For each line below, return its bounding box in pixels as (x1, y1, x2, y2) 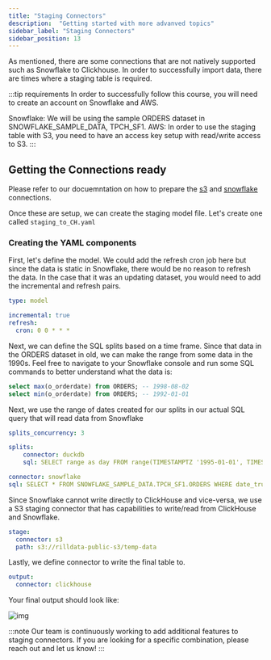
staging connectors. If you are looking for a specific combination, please (8, 635, 249, 645)
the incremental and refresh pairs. (8, 281, 121, 291)
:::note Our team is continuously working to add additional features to (8, 627, 239, 637)
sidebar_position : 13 (8, 34, 81, 43)
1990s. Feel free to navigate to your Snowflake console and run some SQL (8, 358, 255, 368)
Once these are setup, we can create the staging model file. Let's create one (8, 208, 263, 218)
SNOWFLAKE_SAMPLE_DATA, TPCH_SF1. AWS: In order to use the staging (8, 122, 256, 132)
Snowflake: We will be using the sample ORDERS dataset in (8, 114, 206, 124)
